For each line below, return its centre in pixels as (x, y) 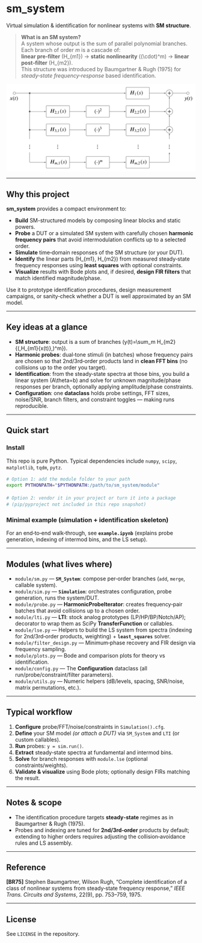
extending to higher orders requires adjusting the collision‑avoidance (100, 836)
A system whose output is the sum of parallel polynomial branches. (104, 43)
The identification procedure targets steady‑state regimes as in (94, 817)
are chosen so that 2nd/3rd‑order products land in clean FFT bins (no (101, 361)
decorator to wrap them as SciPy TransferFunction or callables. (94, 624)
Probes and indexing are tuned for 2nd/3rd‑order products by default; (102, 830)
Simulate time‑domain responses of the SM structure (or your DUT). (99, 253)
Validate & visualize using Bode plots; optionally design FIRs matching (103, 772)
